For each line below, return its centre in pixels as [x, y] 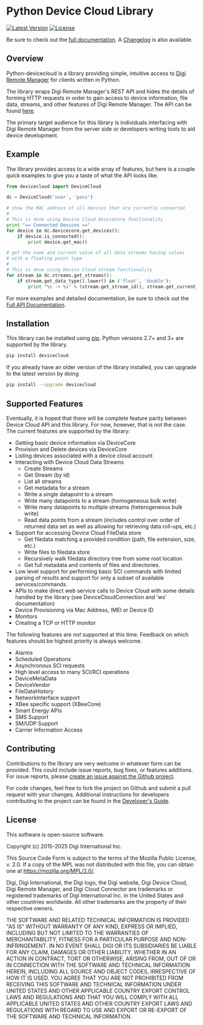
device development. [32, 135]
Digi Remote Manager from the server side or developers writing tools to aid [101, 129]
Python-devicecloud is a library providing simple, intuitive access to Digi [96, 73]
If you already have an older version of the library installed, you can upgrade [101, 367]
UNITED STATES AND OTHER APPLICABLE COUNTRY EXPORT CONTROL [98, 991]
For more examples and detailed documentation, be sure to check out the [98, 298]
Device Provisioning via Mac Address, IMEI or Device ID [84, 610]
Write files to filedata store [57, 552]
